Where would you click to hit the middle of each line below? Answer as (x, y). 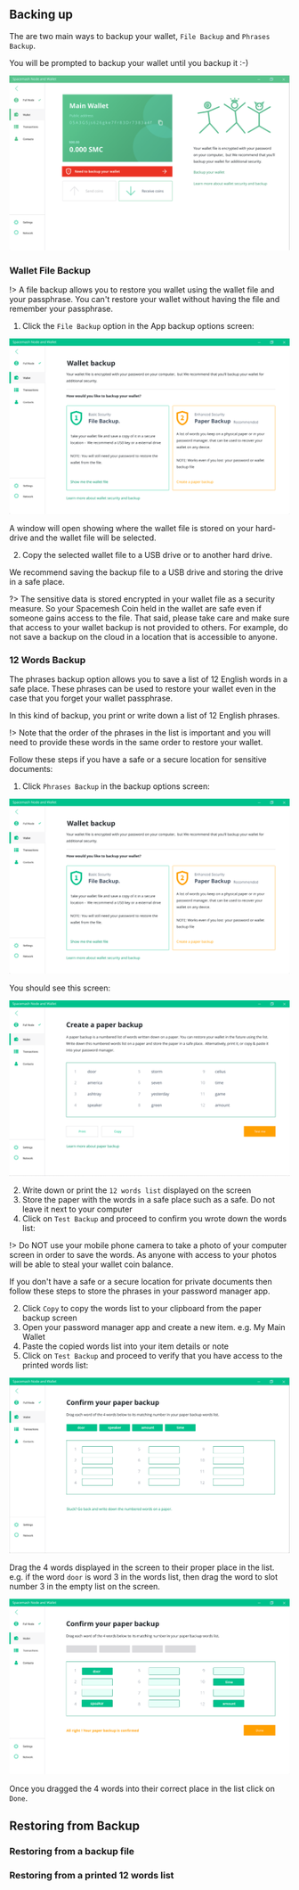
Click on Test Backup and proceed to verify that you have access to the (152, 1356)
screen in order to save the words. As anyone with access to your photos (143, 1255)
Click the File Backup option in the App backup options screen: (138, 326)
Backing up (41, 15)
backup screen (49, 1318)
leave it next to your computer (77, 1209)
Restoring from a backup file (72, 1852)
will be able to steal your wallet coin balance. (91, 1264)
